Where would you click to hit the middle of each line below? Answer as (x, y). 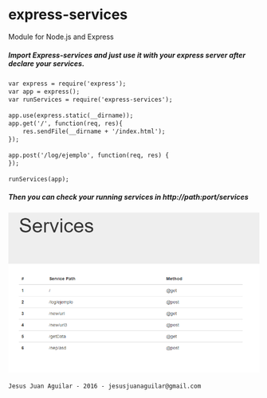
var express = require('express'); (67, 84)
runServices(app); (39, 179)
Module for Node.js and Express (61, 37)
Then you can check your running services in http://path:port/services (128, 197)
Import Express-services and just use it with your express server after (127, 55)
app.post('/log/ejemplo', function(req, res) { (89, 155)
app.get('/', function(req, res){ (66, 123)
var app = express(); (44, 92)
